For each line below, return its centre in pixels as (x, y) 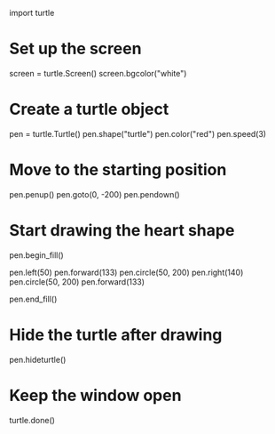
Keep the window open (95, 395)
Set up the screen (75, 49)
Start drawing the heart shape (122, 230)
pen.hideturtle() (38, 359)
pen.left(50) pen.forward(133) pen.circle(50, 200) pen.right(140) (126, 272)
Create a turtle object (89, 109)
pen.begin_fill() (36, 255)
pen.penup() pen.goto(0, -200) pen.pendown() (94, 194)
